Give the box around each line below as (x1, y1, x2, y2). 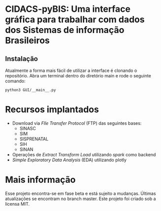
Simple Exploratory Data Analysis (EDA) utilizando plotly (12, 157, 127, 163)
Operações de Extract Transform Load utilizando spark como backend (12, 151, 156, 157)
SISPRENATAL (19, 136, 49, 141)
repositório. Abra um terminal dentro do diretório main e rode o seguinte (5, 73, 151, 78)
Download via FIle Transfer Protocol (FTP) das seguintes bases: (12, 120, 142, 126)
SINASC (19, 125, 36, 131)
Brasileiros (5, 35, 50, 46)
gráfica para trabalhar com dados (5, 14, 145, 25)
